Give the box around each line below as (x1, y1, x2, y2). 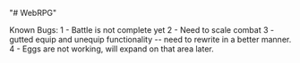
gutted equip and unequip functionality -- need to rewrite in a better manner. (9, 35, 292, 44)
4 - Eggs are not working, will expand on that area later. (9, 43, 214, 54)
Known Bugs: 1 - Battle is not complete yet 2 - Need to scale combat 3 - (9, 25, 275, 35)
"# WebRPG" (9, 8, 57, 18)
